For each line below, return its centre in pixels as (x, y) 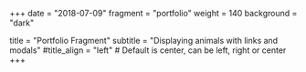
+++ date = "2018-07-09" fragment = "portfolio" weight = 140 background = (153, 13)
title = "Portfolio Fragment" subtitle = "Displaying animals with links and (144, 41)
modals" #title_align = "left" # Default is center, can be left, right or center (148, 50)
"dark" (22, 23)
